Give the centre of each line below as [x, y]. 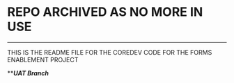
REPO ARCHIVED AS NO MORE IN [105, 12]
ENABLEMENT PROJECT [43, 59]
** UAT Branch [28, 73]
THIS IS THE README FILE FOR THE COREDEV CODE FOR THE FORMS [110, 52]
